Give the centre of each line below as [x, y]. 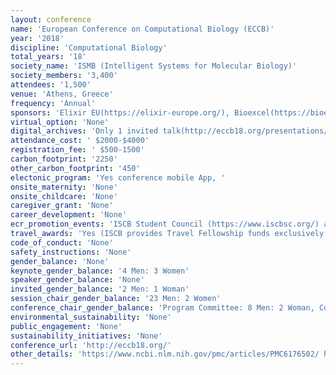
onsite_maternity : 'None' [64, 187]
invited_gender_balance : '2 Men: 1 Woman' [100, 289]
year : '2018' [37, 38]
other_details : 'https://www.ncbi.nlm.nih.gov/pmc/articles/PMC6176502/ [165, 354]
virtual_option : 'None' [60, 122]
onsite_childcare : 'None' [64, 196]
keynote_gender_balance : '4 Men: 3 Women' [100, 271]
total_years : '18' [48, 57]
